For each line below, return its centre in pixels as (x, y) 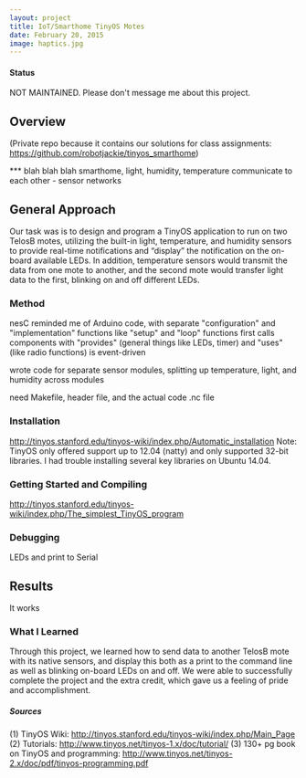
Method (27, 304)
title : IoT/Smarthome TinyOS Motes (77, 26)
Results (32, 586)
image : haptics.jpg (47, 43)
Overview (38, 121)
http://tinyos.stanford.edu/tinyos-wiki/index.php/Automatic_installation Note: (153, 441)
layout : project (40, 18)
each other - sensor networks (65, 181)
